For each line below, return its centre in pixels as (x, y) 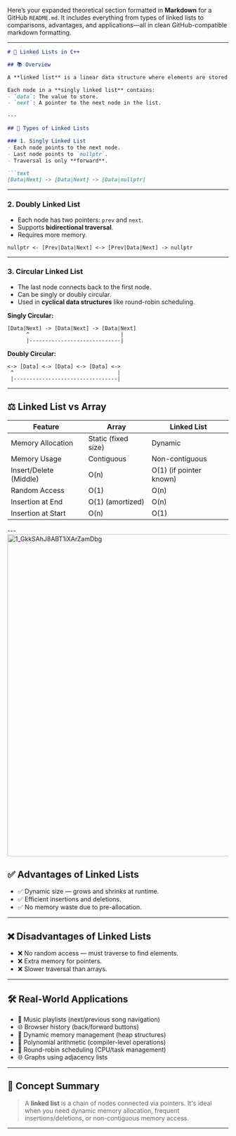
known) (164, 479)
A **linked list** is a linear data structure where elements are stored (118, 77)
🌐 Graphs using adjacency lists (63, 1057)
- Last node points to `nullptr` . (58, 154)
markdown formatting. (39, 32)
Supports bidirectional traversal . (65, 227)
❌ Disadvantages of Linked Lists (79, 936)
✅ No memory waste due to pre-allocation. (79, 907)
